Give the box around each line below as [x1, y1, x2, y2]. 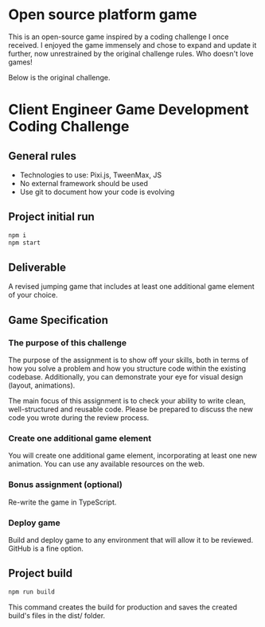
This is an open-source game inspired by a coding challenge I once [8, 32, 229, 41]
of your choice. [8, 290, 58, 300]
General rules [8, 149, 77, 162]
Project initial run [8, 210, 95, 224]
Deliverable [8, 260, 66, 274]
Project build [8, 567, 73, 580]
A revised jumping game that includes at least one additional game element [8, 282, 255, 291]
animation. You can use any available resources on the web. [8, 459, 205, 469]
